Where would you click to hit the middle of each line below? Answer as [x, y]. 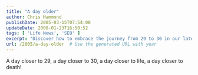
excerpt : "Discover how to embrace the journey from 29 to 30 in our [93, 39]
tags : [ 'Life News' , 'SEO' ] [43, 33]
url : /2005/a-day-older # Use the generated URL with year [82, 45]
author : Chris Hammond [34, 17]
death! [14, 67]
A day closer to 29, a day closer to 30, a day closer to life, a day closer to [95, 61]
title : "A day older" [33, 11]
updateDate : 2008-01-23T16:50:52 [47, 28]
